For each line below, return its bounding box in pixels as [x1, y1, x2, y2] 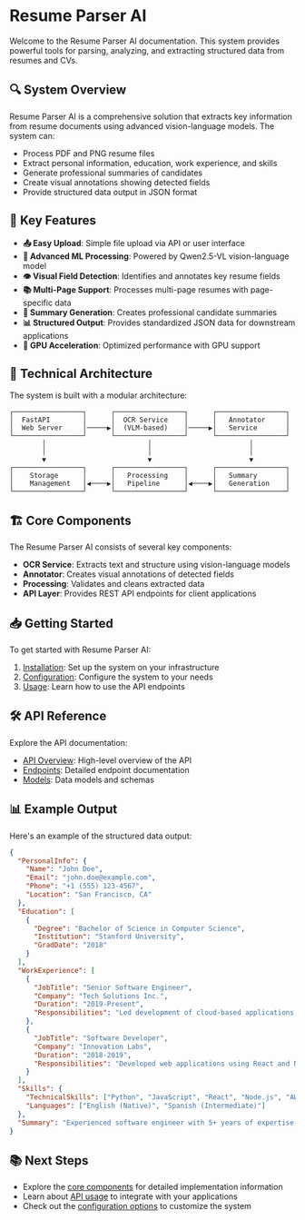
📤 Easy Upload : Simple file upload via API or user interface [22, 237, 245, 248]
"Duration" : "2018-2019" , [33, 1050, 132, 1059]
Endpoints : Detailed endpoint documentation [22, 764, 190, 775]
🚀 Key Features [9, 213, 97, 228]
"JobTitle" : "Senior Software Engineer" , [33, 983, 193, 992]
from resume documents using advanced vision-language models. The [9, 120, 275, 132]
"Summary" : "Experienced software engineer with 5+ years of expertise [17, 1118, 295, 1127]
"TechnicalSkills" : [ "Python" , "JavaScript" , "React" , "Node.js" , [25, 1093, 282, 1102]
